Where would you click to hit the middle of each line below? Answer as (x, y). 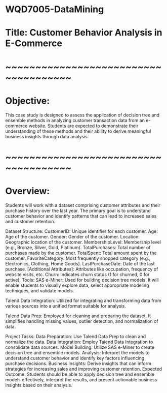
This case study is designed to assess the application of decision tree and (82, 115)
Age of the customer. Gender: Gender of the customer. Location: (73, 236)
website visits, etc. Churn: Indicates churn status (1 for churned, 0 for (77, 274)
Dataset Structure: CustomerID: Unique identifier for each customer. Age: (81, 231)
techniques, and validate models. (40, 290)
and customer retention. (30, 221)
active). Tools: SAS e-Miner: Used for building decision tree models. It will (82, 280)
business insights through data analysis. (47, 136)
